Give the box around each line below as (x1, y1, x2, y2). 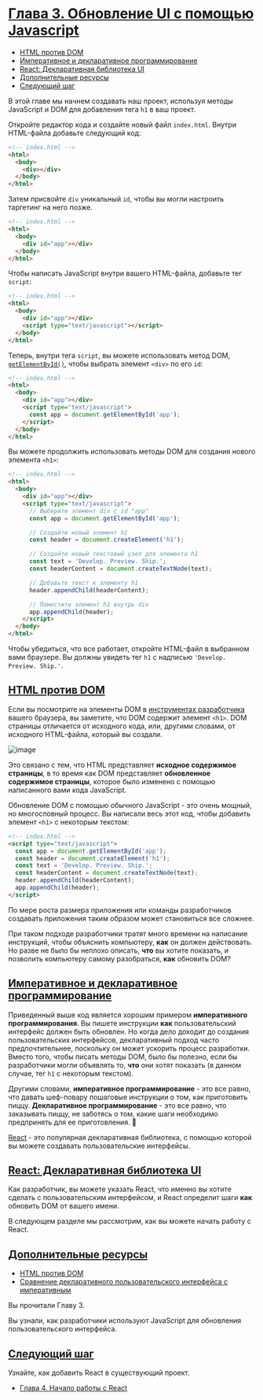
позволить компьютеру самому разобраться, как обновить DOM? (8, 954, 232, 963)
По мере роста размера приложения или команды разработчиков (8, 905, 232, 914)
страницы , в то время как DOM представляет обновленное (8, 769, 211, 778)
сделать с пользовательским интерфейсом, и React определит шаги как (8, 1193, 253, 1202)
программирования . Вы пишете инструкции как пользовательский (8, 1018, 237, 1028)
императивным (19, 1285, 72, 1295)
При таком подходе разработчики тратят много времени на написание (8, 928, 248, 938)
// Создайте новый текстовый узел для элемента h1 (28, 550, 199, 558)
